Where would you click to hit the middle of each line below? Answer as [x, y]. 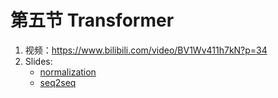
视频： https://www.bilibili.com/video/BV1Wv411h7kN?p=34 [146, 50]
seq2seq [58, 82]
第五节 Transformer [92, 20]
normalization [68, 72]
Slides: [38, 61]
